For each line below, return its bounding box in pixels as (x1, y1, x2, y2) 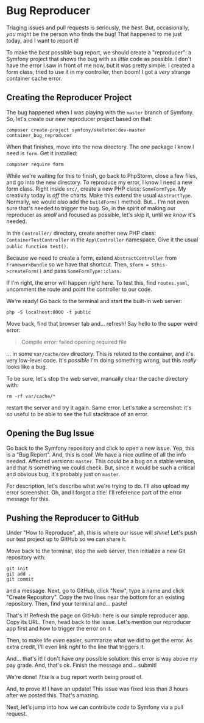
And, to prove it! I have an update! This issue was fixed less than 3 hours (6, 685, 189, 692)
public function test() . (6, 242, 68, 249)
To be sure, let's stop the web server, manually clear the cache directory (6, 375, 188, 382)
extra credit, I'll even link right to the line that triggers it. (6, 643, 145, 651)
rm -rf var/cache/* (6, 393, 56, 399)
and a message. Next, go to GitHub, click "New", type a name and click (6, 587, 185, 595)
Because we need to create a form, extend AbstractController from (6, 254, 177, 262)
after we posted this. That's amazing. (6, 692, 100, 699)
